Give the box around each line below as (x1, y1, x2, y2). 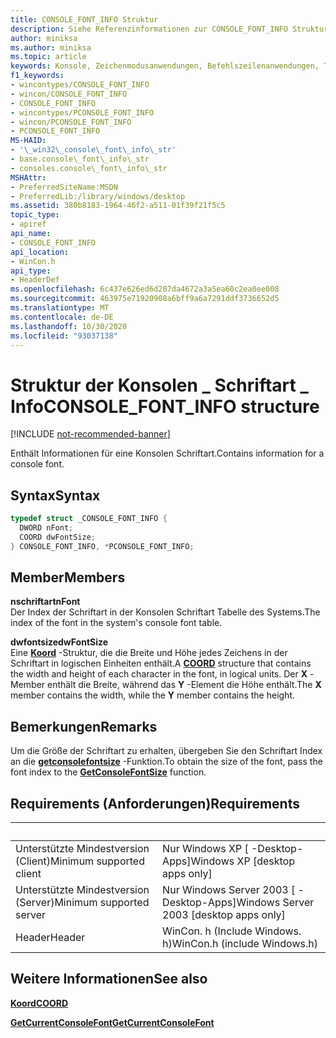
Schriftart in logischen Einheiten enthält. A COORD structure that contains (10, 657, 312, 670)
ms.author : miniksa (10, 42, 92, 53)
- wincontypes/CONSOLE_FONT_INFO (10, 80, 150, 90)
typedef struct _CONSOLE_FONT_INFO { (10, 514, 168, 524)
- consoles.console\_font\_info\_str (10, 163, 168, 173)
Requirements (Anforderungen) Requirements (10, 795, 300, 812)
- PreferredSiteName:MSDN (10, 182, 118, 192)
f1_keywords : (10, 71, 65, 81)
